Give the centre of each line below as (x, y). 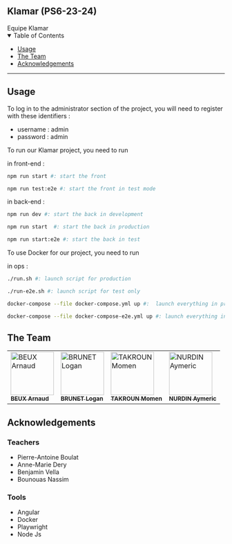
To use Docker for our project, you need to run (73, 253)
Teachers (23, 442)
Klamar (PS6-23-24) (52, 11)
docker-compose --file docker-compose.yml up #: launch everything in (112, 304)
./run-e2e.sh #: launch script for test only (74, 291)
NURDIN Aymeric (193, 399)
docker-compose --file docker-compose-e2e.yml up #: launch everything (112, 316)
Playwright (32, 527)
